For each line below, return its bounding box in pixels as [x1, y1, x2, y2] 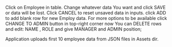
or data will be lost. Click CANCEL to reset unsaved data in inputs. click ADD [5, 10, 166, 16]
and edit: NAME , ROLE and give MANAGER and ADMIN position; [5, 26, 142, 32]
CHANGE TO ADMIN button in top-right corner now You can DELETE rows [5, 20, 162, 27]
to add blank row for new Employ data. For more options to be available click [5, 15, 167, 21]
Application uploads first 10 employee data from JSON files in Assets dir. [5, 36, 159, 42]
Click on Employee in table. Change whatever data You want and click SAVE [5, 5, 166, 10]
